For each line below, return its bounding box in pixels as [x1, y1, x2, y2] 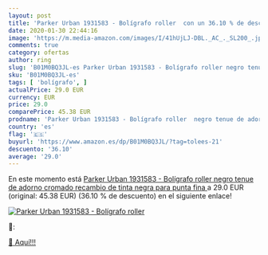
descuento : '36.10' [8, 145, 73, 153]
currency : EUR [8, 93, 56, 101]
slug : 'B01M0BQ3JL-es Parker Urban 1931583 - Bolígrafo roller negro [8, 64, 245, 72]
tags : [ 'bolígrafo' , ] [8, 78, 88, 86]
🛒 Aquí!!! [8, 237, 37, 247]
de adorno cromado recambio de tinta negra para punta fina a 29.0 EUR [8, 182, 245, 192]
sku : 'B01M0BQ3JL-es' [8, 71, 81, 79]
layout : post [8, 11, 52, 20]
